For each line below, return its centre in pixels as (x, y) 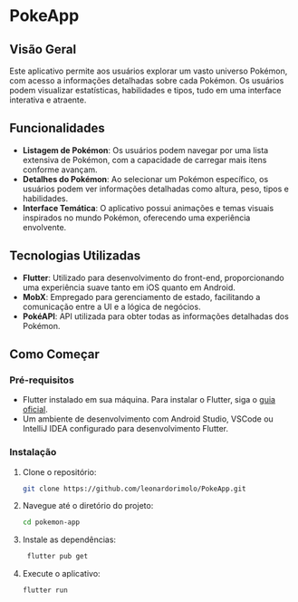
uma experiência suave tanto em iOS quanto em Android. (129, 287)
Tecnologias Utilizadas (75, 256)
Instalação (33, 452)
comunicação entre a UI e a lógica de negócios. (111, 306)
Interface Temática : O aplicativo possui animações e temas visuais (148, 208)
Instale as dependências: (69, 539)
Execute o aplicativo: (62, 574)
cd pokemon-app (51, 522)
